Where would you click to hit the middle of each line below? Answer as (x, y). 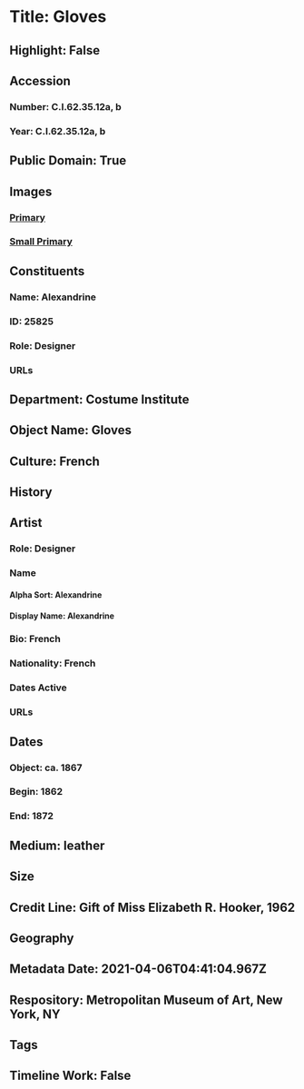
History (31, 492)
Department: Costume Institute (99, 399)
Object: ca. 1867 (46, 767)
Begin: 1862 (36, 792)
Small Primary (41, 242)
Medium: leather (57, 845)
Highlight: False (55, 50)
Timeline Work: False (70, 1076)
